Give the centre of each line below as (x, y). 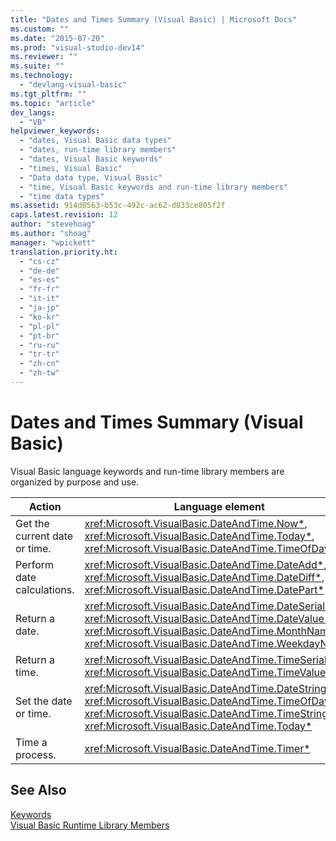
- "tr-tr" (39, 354)
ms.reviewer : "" (44, 57)
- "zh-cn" (39, 364)
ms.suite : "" (37, 66)
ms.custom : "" (40, 29)
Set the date (44, 701)
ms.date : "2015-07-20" (57, 38)
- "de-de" (39, 271)
